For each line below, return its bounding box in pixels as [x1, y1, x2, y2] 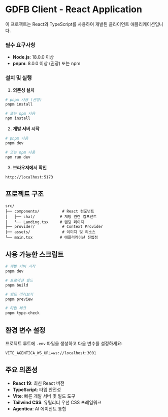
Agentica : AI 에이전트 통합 [12, 405, 66, 411]
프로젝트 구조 [5, 190, 44, 198]
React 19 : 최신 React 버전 [12, 380, 65, 386]
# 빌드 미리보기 [5, 292, 33, 297]
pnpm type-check [5, 310, 40, 316]
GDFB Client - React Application [5, 4, 142, 15]
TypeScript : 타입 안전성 [12, 386, 61, 393]
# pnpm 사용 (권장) [5, 97, 42, 102]
